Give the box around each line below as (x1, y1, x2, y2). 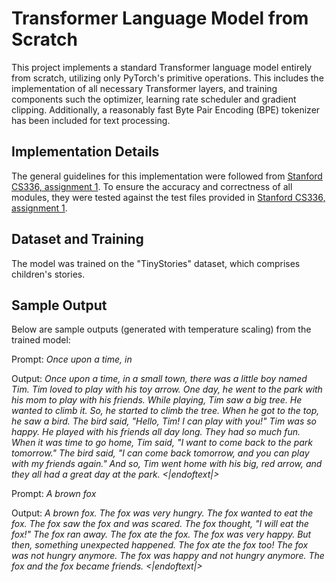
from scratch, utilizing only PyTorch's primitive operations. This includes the (11, 72, 324, 84)
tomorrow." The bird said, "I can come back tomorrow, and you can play (11, 447, 310, 459)
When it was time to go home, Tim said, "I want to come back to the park (11, 437, 314, 449)
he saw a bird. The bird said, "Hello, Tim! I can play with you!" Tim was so (11, 415, 317, 427)
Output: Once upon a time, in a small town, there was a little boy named (11, 373, 308, 385)
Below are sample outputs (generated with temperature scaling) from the (11, 323, 312, 336)
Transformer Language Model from (11, 7, 309, 30)
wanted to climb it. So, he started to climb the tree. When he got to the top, (11, 405, 320, 417)
